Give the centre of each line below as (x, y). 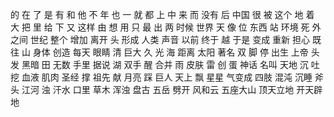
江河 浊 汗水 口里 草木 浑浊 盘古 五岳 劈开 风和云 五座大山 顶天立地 (158, 89)
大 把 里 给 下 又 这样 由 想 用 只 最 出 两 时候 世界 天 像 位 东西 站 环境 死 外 (166, 27)
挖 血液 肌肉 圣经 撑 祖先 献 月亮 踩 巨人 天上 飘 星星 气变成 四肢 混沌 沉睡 (161, 77)
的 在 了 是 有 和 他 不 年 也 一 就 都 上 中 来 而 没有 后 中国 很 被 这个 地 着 (162, 14)
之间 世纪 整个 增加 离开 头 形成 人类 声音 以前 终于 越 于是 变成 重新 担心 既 (166, 39)
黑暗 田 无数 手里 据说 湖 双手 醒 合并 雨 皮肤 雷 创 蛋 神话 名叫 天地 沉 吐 (170, 64)
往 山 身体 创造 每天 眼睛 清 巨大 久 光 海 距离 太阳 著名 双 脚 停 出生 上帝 (159, 52)
